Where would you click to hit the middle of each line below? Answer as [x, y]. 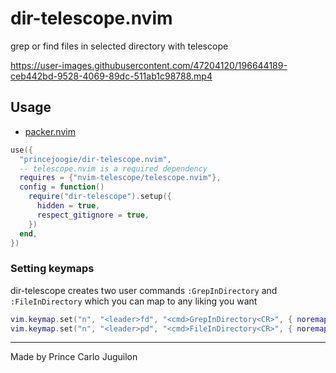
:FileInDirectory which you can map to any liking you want [134, 301]
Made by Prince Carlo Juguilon [74, 357]
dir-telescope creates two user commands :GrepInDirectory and [144, 290]
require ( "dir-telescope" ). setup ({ [100, 197]
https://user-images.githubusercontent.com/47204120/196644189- [149, 65]
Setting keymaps [52, 269]
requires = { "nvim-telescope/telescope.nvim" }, [120, 178]
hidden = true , [68, 206]
